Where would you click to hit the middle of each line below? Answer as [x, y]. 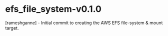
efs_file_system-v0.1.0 [53, 9]
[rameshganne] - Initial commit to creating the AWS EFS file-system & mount [84, 23]
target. [12, 28]
